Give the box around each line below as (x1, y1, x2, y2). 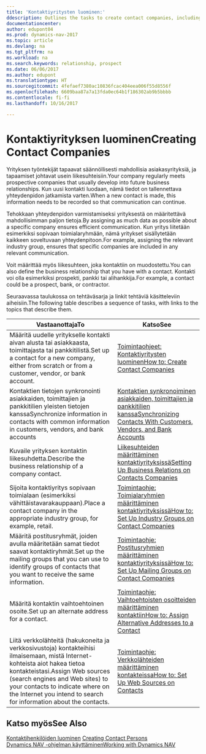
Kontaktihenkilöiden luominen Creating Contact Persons (6, 734, 148, 742)
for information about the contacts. (9, 698, 110, 706)
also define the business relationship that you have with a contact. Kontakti (6, 268, 196, 275)
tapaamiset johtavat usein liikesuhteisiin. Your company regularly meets (6, 172, 186, 179)
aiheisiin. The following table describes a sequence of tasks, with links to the (6, 299, 199, 306)
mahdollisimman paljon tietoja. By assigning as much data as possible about (6, 216, 197, 224)
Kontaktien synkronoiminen (117, 386, 196, 395)
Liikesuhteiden (117, 443, 159, 451)
